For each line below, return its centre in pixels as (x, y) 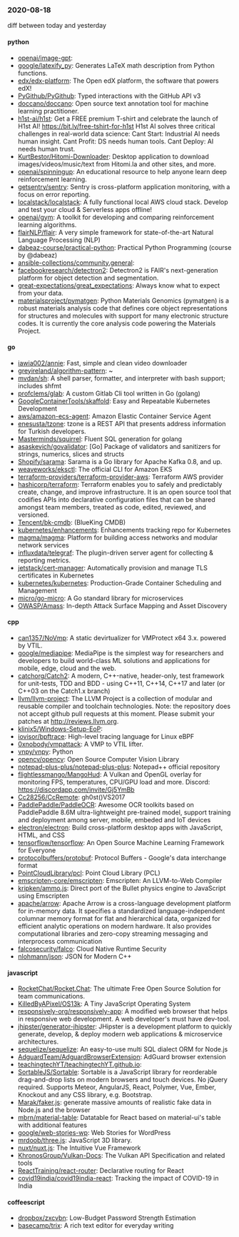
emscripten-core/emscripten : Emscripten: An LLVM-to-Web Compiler (120, 880)
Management (37, 590)
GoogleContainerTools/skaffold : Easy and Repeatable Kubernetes (114, 400)
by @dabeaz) (37, 255)
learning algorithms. (47, 224)
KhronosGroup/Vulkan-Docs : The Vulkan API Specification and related (121, 1156)
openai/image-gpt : (45, 58)
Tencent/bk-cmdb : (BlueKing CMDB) (72, 522)
